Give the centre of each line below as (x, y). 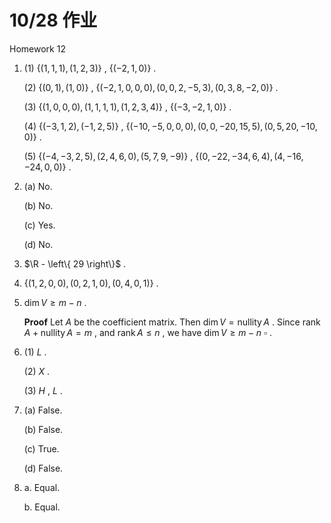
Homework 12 (37, 48)
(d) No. (38, 244)
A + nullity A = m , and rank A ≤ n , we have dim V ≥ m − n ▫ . (148, 332)
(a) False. (43, 410)
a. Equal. (42, 487)
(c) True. (41, 448)
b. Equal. (42, 507)
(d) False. (43, 468)
